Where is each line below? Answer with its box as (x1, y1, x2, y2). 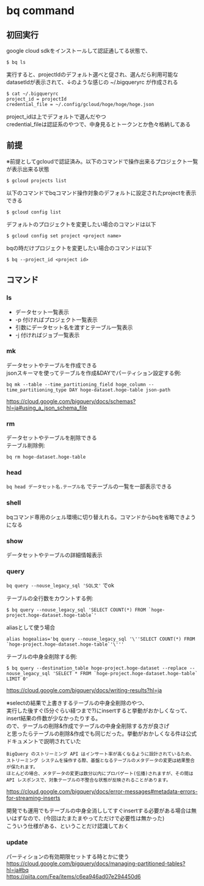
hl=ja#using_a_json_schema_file (6, 404, 87, 411)
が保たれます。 (6, 764, 38, 770)
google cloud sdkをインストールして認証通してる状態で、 (6, 47, 151, 54)
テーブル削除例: (6, 442, 46, 449)
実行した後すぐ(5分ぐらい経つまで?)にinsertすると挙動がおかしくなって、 (6, 707, 191, 714)
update (6, 838, 28, 847)
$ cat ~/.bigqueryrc (6, 91, 59, 97)
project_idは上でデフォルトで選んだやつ (6, 113, 106, 120)
